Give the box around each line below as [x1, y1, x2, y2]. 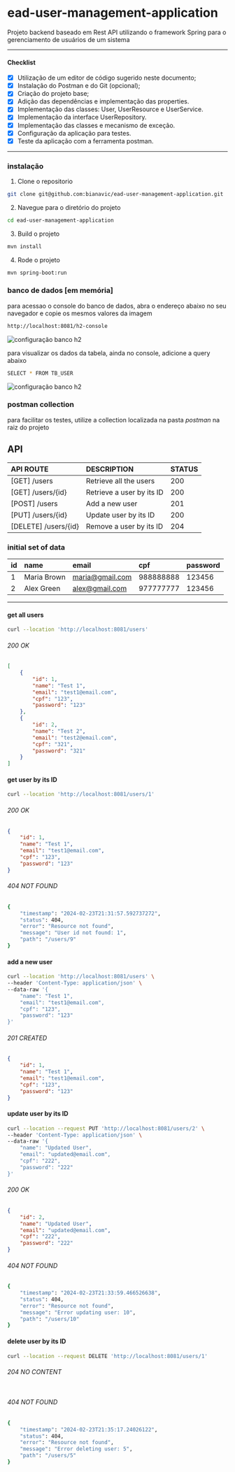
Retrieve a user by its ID [85, 487, 164, 497]
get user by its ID [7, 775, 57, 784]
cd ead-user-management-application [7, 217, 114, 224]
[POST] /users [10, 499, 58, 508]
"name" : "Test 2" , [32, 727, 86, 735]
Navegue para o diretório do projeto [17, 203, 121, 211]
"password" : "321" [32, 747, 86, 755]
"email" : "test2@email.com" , [32, 734, 117, 741]
